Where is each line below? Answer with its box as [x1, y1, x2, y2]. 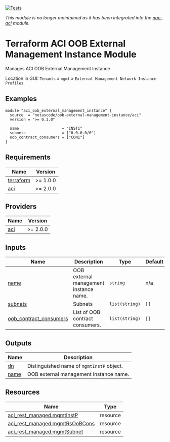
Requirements [5, 153, 51, 162]
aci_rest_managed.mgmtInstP [8, 411, 78, 419]
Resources [5, 388, 40, 397]
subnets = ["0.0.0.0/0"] [10, 130, 96, 135]
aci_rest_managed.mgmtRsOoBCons [8, 420, 95, 427]
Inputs [5, 243, 26, 252]
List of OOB [73, 309, 100, 316]
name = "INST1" [10, 126, 82, 131]
